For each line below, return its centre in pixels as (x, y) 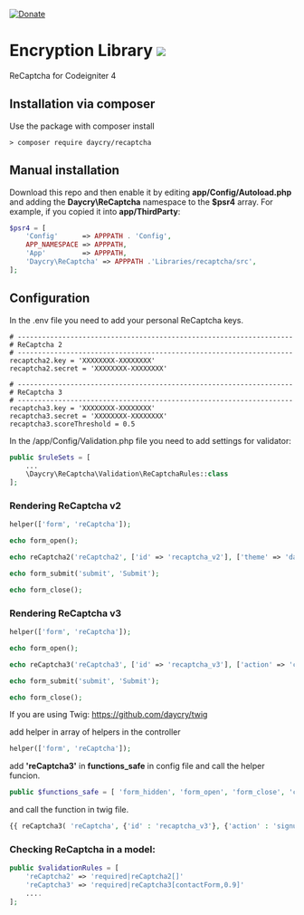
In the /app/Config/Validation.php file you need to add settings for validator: (150, 440)
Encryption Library (81, 51)
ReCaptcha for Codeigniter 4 (63, 75)
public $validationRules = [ (64, 868)
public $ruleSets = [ (50, 457)
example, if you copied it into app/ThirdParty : (95, 211)
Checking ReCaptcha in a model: (82, 850)
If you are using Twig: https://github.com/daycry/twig (109, 715)
